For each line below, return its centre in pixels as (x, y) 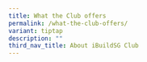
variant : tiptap (36, 31)
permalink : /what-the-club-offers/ (68, 23)
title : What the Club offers (57, 16)
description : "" (36, 38)
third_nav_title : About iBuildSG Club (73, 46)
